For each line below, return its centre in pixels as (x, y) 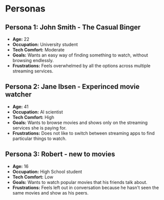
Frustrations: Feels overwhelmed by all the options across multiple (81, 66)
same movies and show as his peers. (50, 192)
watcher (18, 95)
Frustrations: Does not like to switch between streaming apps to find (83, 133)
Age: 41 (20, 106)
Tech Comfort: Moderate (38, 50)
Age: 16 (20, 166)
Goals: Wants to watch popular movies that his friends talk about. (80, 182)
